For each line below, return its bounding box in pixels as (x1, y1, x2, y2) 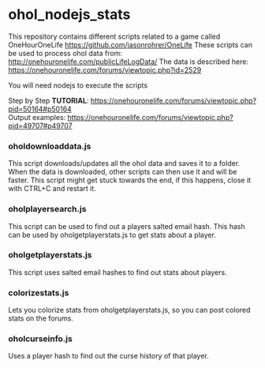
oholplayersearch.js (8, 204, 87, 215)
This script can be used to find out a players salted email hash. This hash (8, 221, 246, 231)
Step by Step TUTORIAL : (8, 96, 89, 105)
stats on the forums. (8, 314, 73, 323)
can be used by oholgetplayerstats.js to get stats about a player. (8, 230, 217, 239)
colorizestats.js (8, 287, 69, 298)
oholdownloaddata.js (8, 141, 91, 152)
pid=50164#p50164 (8, 104, 73, 114)
